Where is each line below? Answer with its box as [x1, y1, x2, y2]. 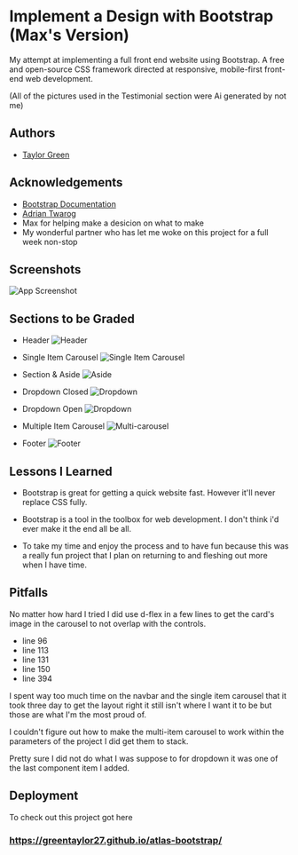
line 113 [21, 645, 49, 655]
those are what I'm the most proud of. [9, 709, 147, 720]
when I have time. [21, 559, 87, 570]
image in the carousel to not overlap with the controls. [9, 618, 207, 629]
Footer [21, 438, 47, 449]
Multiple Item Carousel [21, 421, 105, 431]
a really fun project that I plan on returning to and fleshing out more [21, 550, 268, 560]
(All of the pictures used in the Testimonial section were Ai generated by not [9, 91, 286, 101]
